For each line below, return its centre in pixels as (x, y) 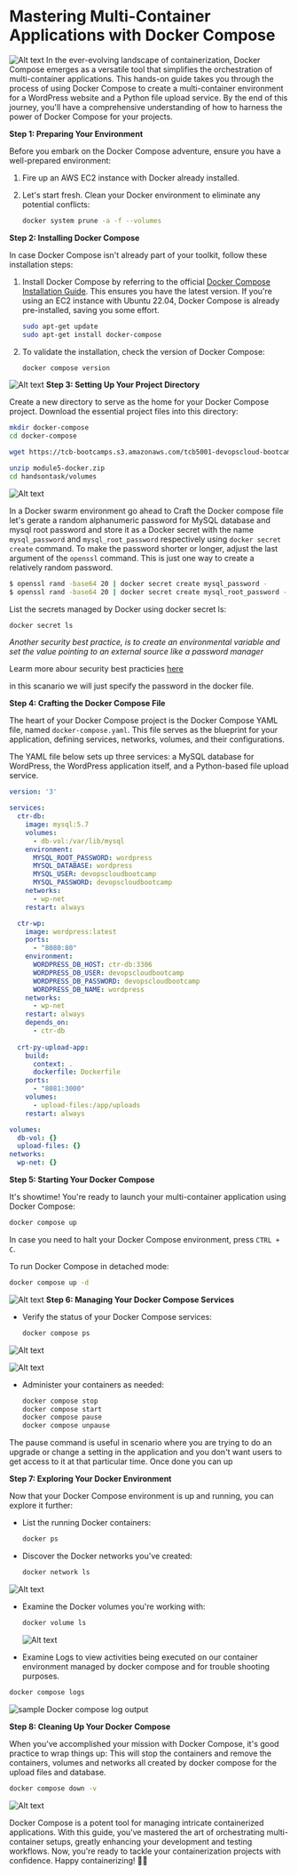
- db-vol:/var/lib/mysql (78, 841)
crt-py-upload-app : (53, 1047)
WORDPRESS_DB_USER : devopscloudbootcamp (108, 973)
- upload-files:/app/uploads (86, 1105)
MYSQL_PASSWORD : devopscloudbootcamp (102, 882)
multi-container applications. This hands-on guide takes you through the (141, 78)
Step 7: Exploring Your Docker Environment (90, 1479)
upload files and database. (58, 1772)
